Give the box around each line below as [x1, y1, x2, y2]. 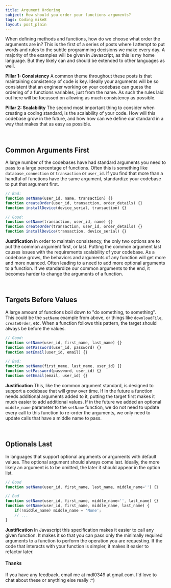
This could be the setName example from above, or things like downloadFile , [5, 314, 163, 321]
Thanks [5, 560, 22, 566]
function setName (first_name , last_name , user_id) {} [5, 364, 123, 369]
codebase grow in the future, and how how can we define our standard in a [5, 116, 164, 122]
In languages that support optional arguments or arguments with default [5, 453, 157, 459]
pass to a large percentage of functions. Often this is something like [5, 165, 148, 171]
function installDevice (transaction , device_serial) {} [5, 229, 127, 234]
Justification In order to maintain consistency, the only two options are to [5, 238, 160, 244]
